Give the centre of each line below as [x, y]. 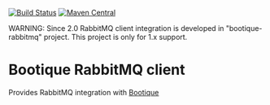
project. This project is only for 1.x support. [115, 37]
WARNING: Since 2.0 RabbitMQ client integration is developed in [116, 28]
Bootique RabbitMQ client [97, 70]
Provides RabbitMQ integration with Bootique [84, 92]
